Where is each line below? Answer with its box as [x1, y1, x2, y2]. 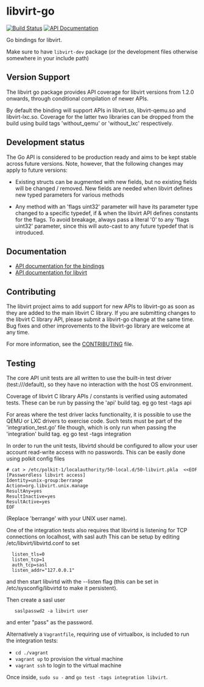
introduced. [15, 228, 44, 236]
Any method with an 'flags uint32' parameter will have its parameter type [15, 203, 199, 210]
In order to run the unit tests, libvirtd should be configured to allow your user [6, 442, 198, 449]
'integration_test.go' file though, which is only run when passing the [6, 424, 177, 431]
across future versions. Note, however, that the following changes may [6, 160, 184, 167]
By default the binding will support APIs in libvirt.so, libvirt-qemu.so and [6, 107, 186, 114]
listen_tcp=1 [12, 557, 45, 563]
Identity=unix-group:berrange [6, 477, 83, 484]
